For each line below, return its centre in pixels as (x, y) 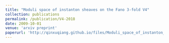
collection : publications (32, 14)
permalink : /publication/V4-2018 (40, 19)
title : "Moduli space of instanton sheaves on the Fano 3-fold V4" (77, 10)
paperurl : (16, 33)
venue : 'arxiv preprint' (31, 28)
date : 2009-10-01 (23, 23)
